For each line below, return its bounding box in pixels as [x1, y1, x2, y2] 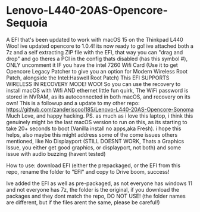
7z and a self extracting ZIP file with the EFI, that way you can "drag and [6, 48, 183, 56]
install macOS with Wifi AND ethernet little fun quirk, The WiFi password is [6, 87, 189, 94]
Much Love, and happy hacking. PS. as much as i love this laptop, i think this [6, 112, 193, 119]
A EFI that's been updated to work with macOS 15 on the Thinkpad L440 [6, 36, 183, 43]
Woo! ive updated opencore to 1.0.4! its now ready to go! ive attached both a [6, 42, 193, 50]
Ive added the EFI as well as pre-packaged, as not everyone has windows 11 [6, 180, 192, 187]
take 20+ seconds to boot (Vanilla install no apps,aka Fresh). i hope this [6, 125, 182, 132]
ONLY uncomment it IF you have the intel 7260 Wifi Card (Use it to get [6, 61, 179, 69]
